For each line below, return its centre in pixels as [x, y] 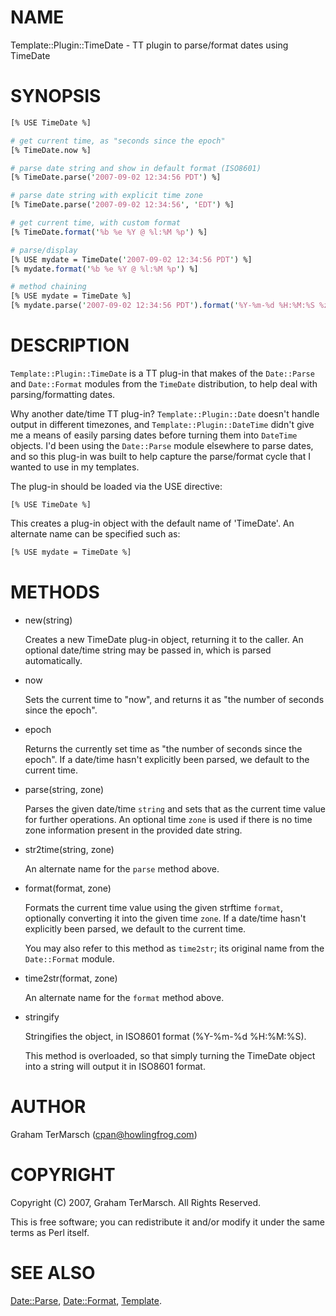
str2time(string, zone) [69, 849]
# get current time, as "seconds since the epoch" [118, 141]
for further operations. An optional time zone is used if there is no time [168, 819]
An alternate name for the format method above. [124, 997]
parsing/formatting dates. [63, 394]
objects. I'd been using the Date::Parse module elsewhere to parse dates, [162, 445]
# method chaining [48, 287]
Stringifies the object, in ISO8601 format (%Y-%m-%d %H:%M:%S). [165, 1036]
